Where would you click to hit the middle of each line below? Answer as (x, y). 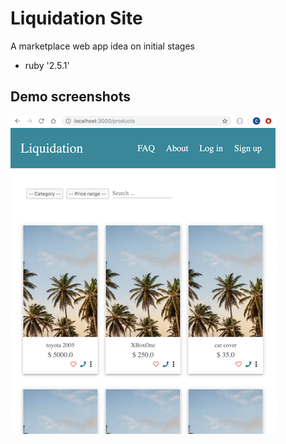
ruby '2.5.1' (47, 65)
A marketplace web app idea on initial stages (102, 46)
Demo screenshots (70, 97)
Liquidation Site (76, 18)
